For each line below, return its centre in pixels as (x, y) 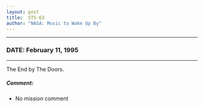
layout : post (23, 12)
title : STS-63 (25, 18)
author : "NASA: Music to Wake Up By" (54, 23)
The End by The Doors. (35, 69)
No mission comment (42, 98)
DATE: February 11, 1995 (42, 50)
